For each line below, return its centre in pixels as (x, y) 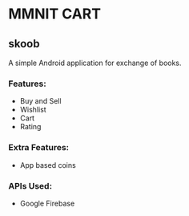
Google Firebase (47, 203)
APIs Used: (30, 185)
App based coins (48, 165)
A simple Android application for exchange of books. (95, 63)
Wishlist (33, 110)
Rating (30, 127)
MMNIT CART (55, 14)
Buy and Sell (40, 101)
